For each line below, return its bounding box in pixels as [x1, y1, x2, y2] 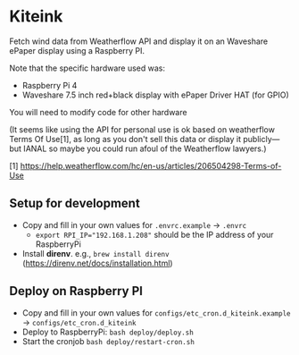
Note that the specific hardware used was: [9, 63, 165, 73]
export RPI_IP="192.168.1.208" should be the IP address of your [35, 229, 274, 240]
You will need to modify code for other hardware [9, 106, 187, 117]
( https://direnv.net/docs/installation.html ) [21, 258, 173, 268]
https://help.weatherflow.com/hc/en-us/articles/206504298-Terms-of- [20, 160, 282, 171]
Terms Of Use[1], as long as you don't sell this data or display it [9, 133, 242, 144]
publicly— [242, 133, 280, 144]
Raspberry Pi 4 [21, 80, 78, 90]
